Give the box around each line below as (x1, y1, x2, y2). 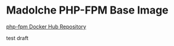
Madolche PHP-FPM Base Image (6, 4, 169, 17)
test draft (6, 34, 29, 41)
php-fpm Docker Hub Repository (6, 23, 87, 30)
